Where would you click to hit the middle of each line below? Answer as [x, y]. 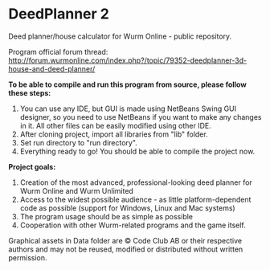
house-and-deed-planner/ [52, 68]
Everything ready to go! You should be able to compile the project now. [137, 151]
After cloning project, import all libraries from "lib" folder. [114, 134]
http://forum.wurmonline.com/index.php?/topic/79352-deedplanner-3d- [128, 60]
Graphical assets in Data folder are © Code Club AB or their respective [125, 240]
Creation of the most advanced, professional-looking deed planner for [136, 182]
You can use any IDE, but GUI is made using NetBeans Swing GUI [128, 108]
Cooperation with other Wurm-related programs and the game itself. [133, 225]
